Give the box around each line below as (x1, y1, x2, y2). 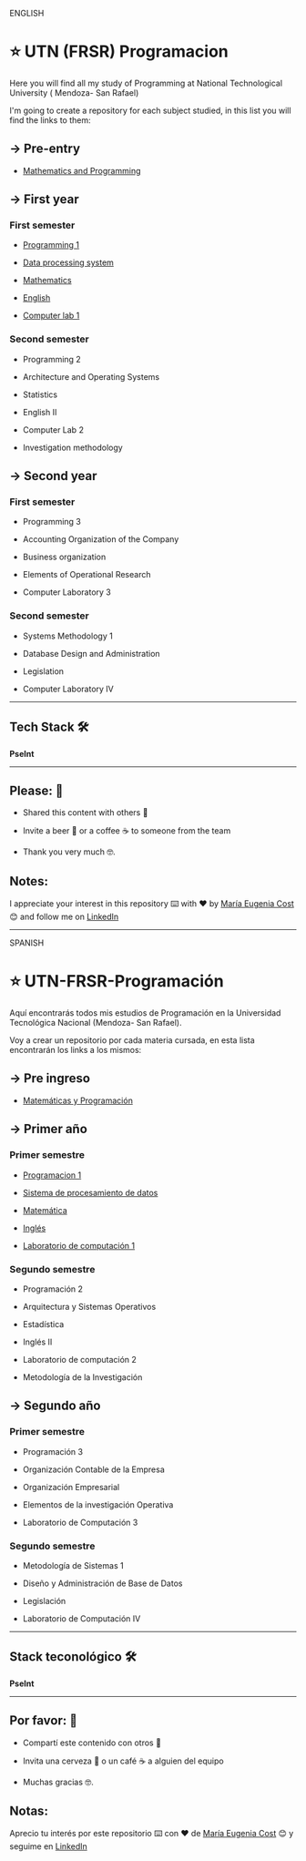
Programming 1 (22, 240, 80, 251)
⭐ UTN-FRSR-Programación (9, 971, 225, 992)
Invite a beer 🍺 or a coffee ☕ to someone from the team (22, 825, 231, 836)
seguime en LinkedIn (9, 1841, 88, 1852)
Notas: (9, 1803, 48, 1818)
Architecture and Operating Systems (22, 371, 160, 382)
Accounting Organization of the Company (22, 534, 179, 545)
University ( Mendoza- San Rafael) (9, 87, 139, 98)
